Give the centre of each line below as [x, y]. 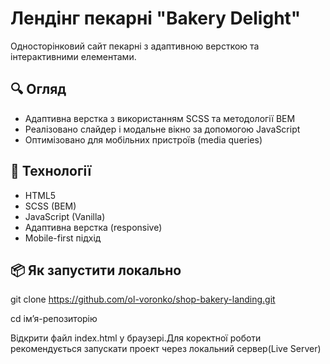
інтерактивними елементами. [73, 56]
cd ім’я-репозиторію [54, 319]
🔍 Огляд [38, 89]
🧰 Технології [51, 171]
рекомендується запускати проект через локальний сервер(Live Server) [166, 349]
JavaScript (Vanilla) [65, 216]
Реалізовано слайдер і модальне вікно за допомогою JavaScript [162, 129]
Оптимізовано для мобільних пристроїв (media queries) [143, 139]
